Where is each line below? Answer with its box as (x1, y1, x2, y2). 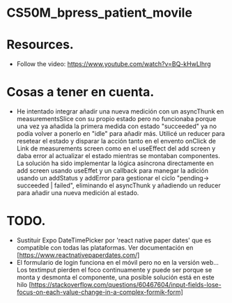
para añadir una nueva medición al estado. (16, 189, 139, 197)
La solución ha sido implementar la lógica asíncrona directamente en (16, 159, 214, 168)
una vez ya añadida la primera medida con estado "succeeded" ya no (16, 122, 217, 130)
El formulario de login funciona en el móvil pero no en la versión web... (16, 258, 219, 266)
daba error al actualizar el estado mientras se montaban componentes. (16, 152, 221, 160)
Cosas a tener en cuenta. (6, 84, 155, 100)
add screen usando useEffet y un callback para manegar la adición (16, 166, 208, 175)
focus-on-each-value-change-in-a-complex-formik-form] (16, 288, 184, 296)
